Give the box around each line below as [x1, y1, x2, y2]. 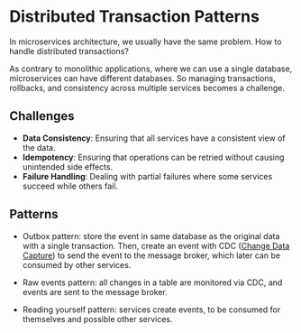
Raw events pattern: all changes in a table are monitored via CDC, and [22, 277, 283, 288]
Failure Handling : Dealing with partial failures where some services [22, 171, 273, 181]
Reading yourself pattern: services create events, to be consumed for [22, 304, 281, 315]
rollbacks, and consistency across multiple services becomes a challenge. [9, 82, 286, 93]
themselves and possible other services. [22, 313, 173, 324]
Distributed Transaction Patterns [9, 6, 260, 27]
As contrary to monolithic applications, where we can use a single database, [9, 63, 293, 74]
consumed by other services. [22, 259, 132, 270]
